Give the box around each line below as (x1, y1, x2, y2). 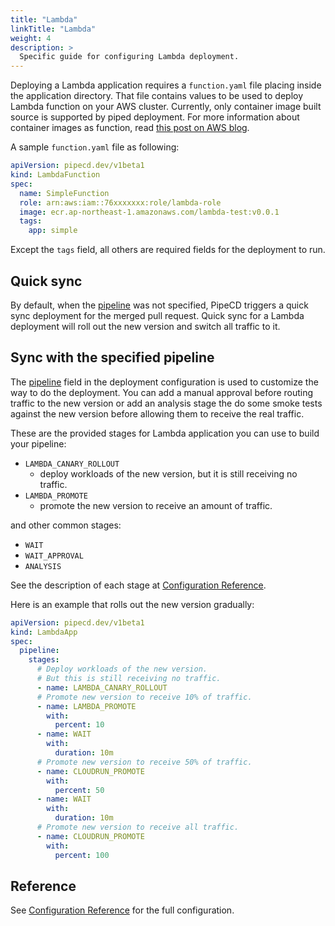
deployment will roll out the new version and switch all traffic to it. (10, 320, 281, 332)
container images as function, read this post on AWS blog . (10, 122, 250, 134)
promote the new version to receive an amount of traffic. (39, 499, 273, 511)
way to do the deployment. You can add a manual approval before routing (10, 386, 314, 398)
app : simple (28, 226, 78, 236)
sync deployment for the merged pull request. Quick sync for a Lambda (10, 309, 305, 321)
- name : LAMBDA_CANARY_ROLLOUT (36, 682, 168, 693)
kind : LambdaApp (10, 627, 78, 637)
